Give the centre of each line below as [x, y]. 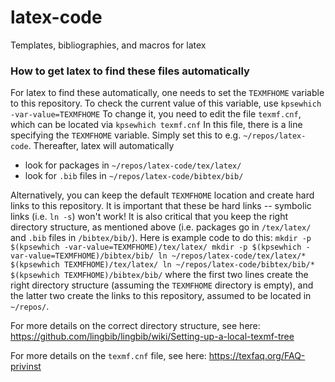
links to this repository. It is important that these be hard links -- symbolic [161, 206]
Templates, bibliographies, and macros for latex [108, 45]
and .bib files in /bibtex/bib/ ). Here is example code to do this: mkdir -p [161, 238]
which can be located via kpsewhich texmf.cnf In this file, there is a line [156, 125]
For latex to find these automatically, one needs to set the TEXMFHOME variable [167, 93]
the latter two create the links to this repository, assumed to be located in [161, 296]
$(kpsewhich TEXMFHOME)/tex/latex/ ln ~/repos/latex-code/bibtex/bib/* [162, 265]
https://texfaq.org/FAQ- [257, 356]
